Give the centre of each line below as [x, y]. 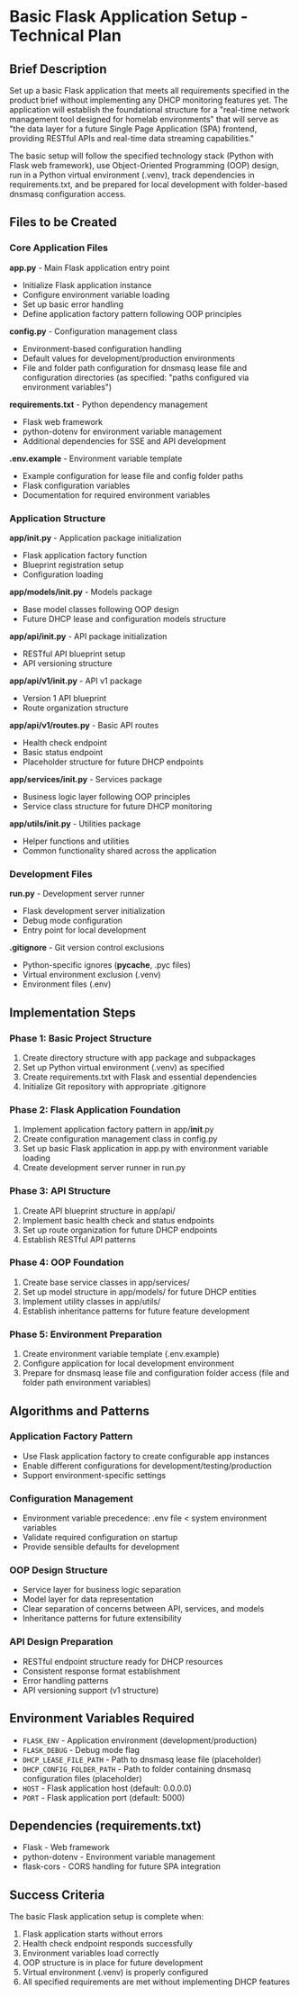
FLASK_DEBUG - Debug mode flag [81, 1749]
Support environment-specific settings [94, 1475]
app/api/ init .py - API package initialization [88, 636]
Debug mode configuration [72, 921]
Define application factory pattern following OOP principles [132, 313]
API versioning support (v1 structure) [91, 1690]
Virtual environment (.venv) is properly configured [115, 1973]
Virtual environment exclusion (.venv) [91, 975]
